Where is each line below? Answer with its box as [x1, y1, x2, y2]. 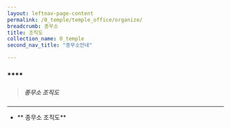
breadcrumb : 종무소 [7, 23, 58, 29]
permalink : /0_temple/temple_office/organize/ [7, 16, 143, 23]
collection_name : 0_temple [7, 36, 85, 42]
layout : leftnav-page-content [7, 10, 94, 17]
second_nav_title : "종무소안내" [7, 42, 93, 49]
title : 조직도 [7, 29, 43, 36]
